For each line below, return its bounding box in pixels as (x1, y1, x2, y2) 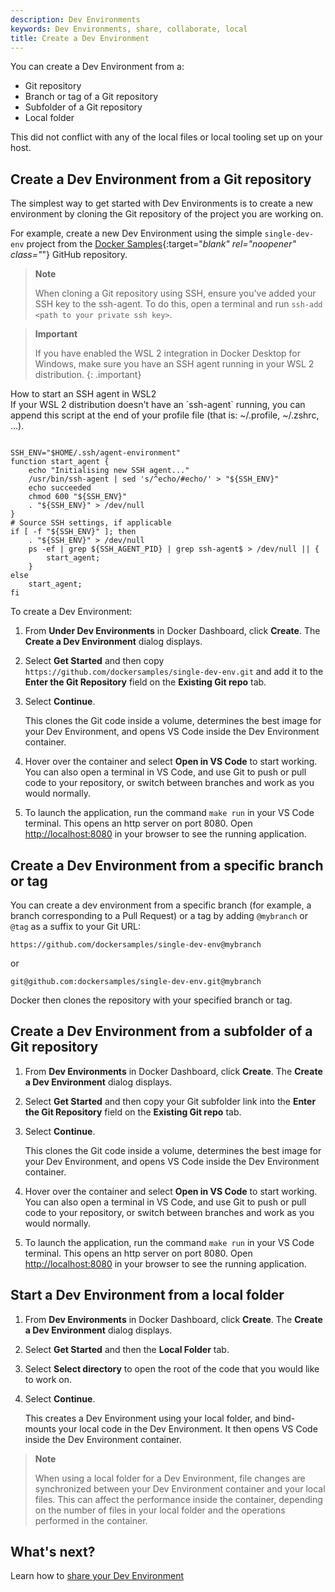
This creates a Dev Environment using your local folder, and (24, 1412, 272, 1424)
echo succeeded (28, 483, 92, 493)
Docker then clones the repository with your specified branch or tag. (10, 994, 293, 1006)
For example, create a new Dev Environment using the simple (10, 227, 263, 240)
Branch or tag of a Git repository (24, 91, 159, 103)
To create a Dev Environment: (10, 606, 133, 618)
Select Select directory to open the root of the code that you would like (24, 1362, 320, 1375)
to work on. (24, 1373, 72, 1385)
